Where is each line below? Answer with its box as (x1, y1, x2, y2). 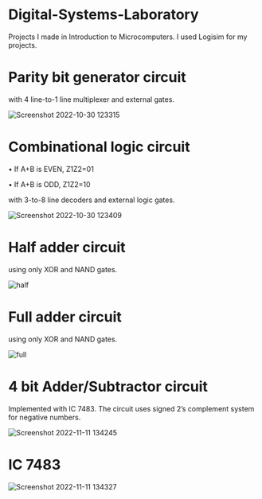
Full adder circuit (8, 308, 122, 326)
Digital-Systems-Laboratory (8, 6, 199, 24)
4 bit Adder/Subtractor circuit (8, 377, 209, 396)
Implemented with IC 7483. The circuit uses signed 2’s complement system (8, 403, 255, 413)
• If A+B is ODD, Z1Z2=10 (8, 179, 91, 189)
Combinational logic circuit (8, 138, 190, 156)
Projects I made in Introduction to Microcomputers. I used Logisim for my (8, 32, 248, 41)
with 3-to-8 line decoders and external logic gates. (8, 195, 175, 205)
